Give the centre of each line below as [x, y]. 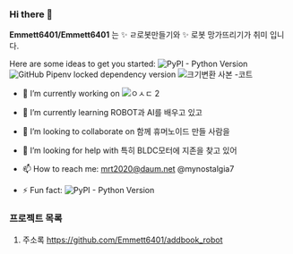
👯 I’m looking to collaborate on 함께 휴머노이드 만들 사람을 [126, 131]
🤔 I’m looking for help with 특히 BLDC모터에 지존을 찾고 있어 [129, 150]
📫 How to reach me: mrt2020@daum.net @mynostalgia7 [128, 169]
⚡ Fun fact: [42, 190]
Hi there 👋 [31, 14]
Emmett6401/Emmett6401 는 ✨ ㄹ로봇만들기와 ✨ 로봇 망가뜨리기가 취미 [138, 35]
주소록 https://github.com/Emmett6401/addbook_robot [122, 240]
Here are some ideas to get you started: [83, 64]
